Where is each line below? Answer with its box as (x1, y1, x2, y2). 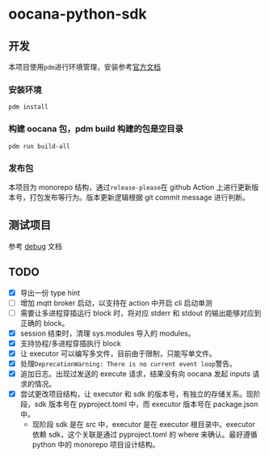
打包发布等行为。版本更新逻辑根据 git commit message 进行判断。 (29, 192, 250, 202)
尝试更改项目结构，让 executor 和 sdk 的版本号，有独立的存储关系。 (19, 389, 246, 399)
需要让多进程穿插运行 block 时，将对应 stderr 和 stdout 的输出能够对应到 (19, 308, 262, 318)
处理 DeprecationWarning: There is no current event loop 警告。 (19, 358, 237, 368)
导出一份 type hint (19, 288, 81, 298)
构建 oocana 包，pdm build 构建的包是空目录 (8, 123, 184, 134)
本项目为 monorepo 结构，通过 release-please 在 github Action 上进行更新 (8, 182, 252, 192)
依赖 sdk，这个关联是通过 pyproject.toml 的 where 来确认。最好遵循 (32, 429, 258, 439)
